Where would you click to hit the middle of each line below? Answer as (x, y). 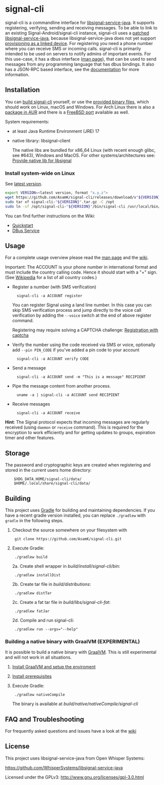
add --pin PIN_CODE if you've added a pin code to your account (76, 350)
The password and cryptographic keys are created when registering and (78, 465)
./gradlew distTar (33, 593)
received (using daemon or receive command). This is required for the (74, 427)
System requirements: (27, 121)
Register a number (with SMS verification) (54, 287)
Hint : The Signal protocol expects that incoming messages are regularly (77, 422)
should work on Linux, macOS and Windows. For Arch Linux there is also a (80, 107)
